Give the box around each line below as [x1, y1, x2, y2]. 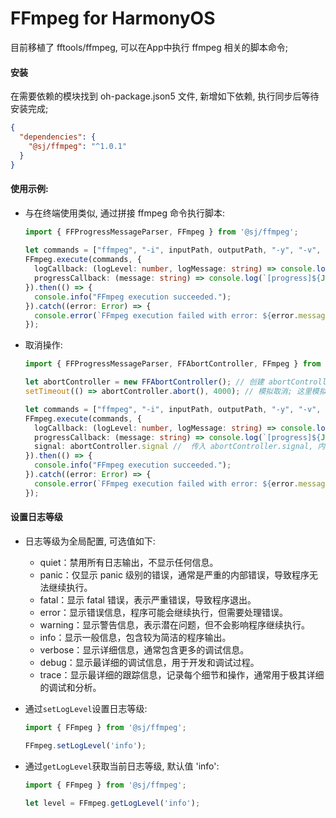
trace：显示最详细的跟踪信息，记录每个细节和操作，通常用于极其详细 [39, 668, 325, 681]
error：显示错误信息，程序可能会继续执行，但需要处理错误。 [39, 606, 288, 618]
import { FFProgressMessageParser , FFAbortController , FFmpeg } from [24, 359, 322, 369]
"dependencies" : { [19, 132, 97, 142]
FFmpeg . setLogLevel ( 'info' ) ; [24, 740, 147, 751]
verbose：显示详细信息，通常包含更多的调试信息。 [39, 643, 250, 656]
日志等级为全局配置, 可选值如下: [24, 535, 156, 547]
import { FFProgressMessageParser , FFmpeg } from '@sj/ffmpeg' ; [24, 227, 299, 237]
